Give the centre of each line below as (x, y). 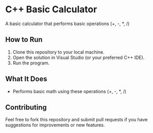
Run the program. (31, 63)
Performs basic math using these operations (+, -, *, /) (69, 91)
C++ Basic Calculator (51, 9)
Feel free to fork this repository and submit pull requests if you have (76, 120)
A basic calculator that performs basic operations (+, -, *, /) (68, 24)
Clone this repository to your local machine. (58, 52)
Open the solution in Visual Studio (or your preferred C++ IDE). (79, 57)
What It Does (26, 79)
